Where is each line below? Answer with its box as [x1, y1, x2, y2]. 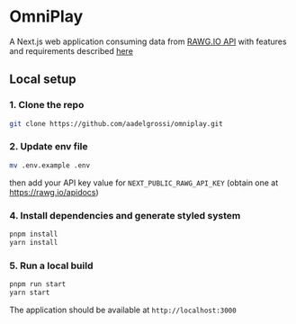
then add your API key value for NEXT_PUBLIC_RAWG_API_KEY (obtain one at [9, 177, 279, 188]
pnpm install [9, 229, 58, 238]
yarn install [9, 238, 58, 247]
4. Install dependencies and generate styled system [9, 209, 241, 221]
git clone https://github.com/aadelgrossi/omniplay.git [9, 119, 223, 128]
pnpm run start [9, 280, 67, 289]
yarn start [9, 288, 50, 297]
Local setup [9, 72, 76, 87]
